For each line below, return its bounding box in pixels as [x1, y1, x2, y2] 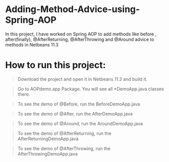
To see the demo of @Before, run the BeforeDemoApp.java [17, 101, 140, 107]
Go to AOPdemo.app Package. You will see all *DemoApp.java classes [17, 86, 164, 92]
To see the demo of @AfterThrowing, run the [17, 145, 111, 151]
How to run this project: [5, 60, 106, 71]
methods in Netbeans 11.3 [5, 41, 59, 47]
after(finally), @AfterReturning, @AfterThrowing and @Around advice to [5, 36, 154, 42]
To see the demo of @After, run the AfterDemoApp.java [17, 111, 133, 117]
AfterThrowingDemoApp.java [17, 150, 78, 157]
